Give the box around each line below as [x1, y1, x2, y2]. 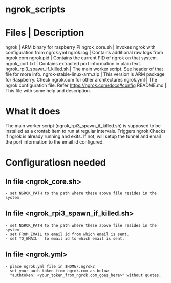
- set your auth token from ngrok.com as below [5, 268, 109, 273]
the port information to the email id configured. [5, 139, 104, 145]
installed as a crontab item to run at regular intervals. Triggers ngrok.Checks [5, 128, 166, 134]
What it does [5, 106, 60, 117]
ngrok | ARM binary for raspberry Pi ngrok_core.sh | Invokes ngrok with [5, 44, 156, 50]
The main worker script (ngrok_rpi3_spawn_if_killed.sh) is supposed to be [5, 123, 161, 129]
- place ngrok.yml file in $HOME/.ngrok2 [5, 264, 95, 269]
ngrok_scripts [5, 4, 66, 15]
